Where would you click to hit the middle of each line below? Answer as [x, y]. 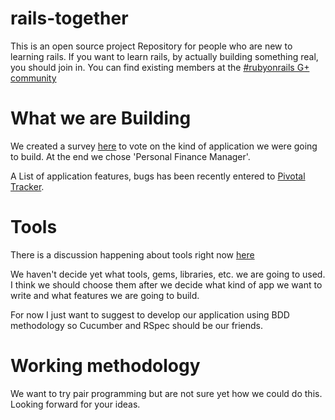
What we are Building [101, 118]
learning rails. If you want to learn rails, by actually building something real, [164, 56]
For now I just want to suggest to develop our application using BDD [150, 314]
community [33, 78]
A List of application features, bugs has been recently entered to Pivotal [158, 176]
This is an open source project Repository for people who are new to [151, 46]
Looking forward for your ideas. [75, 404]
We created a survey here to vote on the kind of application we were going [164, 146]
